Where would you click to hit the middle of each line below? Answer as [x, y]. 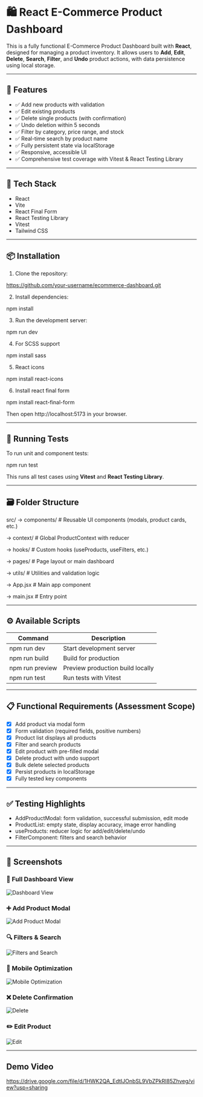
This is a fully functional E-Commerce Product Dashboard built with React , [99, 46]
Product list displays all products [56, 737]
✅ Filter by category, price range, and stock [69, 132]
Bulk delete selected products [52, 765]
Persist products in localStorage [55, 772]
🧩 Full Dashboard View [40, 879]
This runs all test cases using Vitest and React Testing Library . [85, 477]
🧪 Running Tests [37, 438]
